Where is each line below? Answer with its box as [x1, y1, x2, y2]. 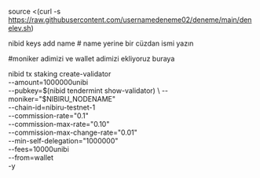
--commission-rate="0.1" [8, 111, 89, 121]
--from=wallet [8, 153, 53, 162]
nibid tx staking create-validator [8, 69, 112, 78]
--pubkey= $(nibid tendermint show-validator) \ [8, 86, 160, 95]
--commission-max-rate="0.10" [8, 120, 110, 128]
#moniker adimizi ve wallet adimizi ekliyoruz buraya [8, 54, 175, 63]
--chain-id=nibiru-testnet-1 [8, 102, 96, 112]
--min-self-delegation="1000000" [8, 136, 119, 145]
